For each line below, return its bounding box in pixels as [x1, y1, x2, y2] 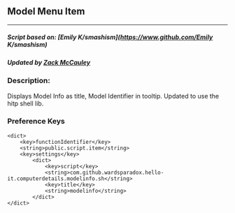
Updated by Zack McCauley [7, 58, 91, 66]
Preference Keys [7, 117, 65, 126]
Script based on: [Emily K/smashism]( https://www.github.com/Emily [7, 33, 213, 41]
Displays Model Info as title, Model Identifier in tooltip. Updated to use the [7, 91, 220, 100]
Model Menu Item [7, 6, 85, 17]
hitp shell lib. [7, 99, 44, 108]
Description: [7, 76, 50, 86]
